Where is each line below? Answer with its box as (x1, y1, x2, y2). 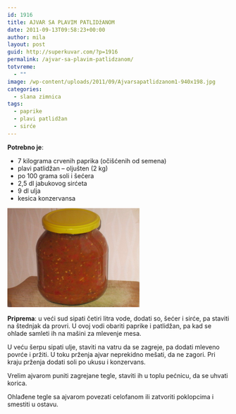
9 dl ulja (17, 187, 41, 195)
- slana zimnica (13, 93, 61, 100)
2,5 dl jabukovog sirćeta (17, 179, 87, 187)
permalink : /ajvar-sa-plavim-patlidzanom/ (7, 56, 134, 63)
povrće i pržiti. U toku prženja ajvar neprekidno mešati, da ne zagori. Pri (7, 350, 216, 358)
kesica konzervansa (17, 194, 76, 202)
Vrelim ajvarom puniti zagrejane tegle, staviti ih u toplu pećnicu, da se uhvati (7, 371, 228, 379)
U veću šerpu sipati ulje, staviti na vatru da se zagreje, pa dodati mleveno (7, 342, 220, 351)
